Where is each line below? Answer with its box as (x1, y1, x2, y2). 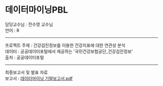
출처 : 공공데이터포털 (5, 54, 44, 60)
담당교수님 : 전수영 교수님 (5, 21, 53, 27)
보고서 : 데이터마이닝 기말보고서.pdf (5, 75, 73, 81)
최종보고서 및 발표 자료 (5, 69, 48, 75)
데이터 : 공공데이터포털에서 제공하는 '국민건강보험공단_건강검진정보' (5, 48, 133, 54)
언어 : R (5, 27, 19, 33)
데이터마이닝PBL (5, 4, 68, 16)
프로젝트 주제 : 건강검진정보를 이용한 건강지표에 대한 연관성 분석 (5, 42, 126, 48)
